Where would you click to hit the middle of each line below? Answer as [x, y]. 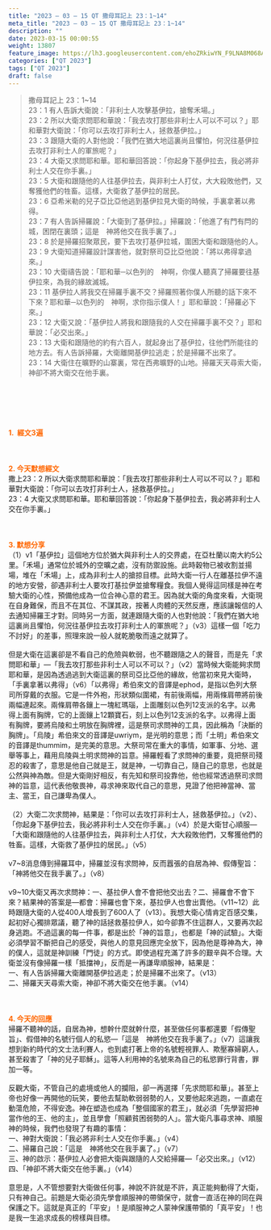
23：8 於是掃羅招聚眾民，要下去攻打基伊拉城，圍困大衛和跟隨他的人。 [145, 241]
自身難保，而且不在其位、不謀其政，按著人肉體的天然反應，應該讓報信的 [135, 605]
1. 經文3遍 [26, 432]
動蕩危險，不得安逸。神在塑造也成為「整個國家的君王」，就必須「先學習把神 [134, 1108]
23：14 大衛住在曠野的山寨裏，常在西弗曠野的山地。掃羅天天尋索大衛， [145, 362]
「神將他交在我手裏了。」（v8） [58, 873]
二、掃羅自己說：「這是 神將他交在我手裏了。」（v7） [96, 1148]
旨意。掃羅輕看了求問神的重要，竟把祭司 [188, 755]
